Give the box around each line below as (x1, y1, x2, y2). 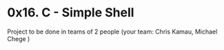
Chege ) (7, 34, 30, 42)
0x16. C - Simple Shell (7, 5, 134, 21)
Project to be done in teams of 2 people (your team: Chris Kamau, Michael (7, 27, 218, 36)
